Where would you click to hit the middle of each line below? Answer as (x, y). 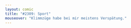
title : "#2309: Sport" (28, 14)
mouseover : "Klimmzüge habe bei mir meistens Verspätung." (66, 18)
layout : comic (19, 9)
